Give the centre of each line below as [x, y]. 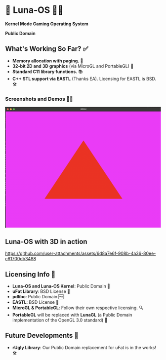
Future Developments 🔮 [42, 336]
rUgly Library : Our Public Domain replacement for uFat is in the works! [84, 347]
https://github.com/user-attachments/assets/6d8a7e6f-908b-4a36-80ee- [81, 253]
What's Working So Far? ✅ [47, 49]
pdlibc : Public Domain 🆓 [38, 296]
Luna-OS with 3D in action [46, 241]
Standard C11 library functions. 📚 [47, 72]
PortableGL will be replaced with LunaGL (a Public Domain [72, 315]
